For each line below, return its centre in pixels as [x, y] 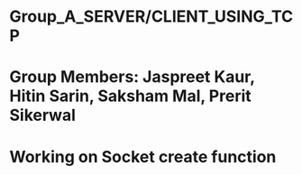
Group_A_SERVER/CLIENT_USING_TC [151, 17]
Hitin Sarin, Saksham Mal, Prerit [131, 96]
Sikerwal [43, 115]
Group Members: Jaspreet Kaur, [132, 77]
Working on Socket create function [143, 157]
